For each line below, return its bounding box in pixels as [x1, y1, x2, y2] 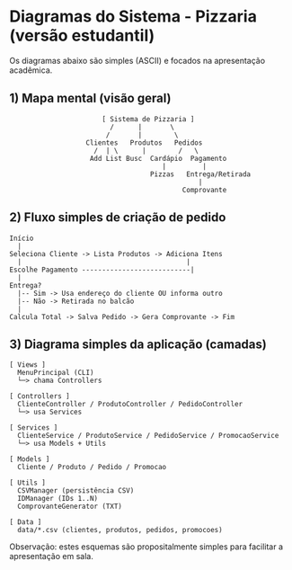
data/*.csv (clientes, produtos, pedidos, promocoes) [17, 526, 223, 535]
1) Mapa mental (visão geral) [9, 91, 172, 106]
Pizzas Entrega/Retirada [149, 169, 252, 179]
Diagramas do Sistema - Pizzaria [9, 6, 258, 27]
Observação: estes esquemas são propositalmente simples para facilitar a [9, 541, 284, 552]
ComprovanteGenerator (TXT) [17, 502, 123, 512]
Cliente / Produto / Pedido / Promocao [17, 463, 167, 472]
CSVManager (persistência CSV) [17, 486, 135, 495]
